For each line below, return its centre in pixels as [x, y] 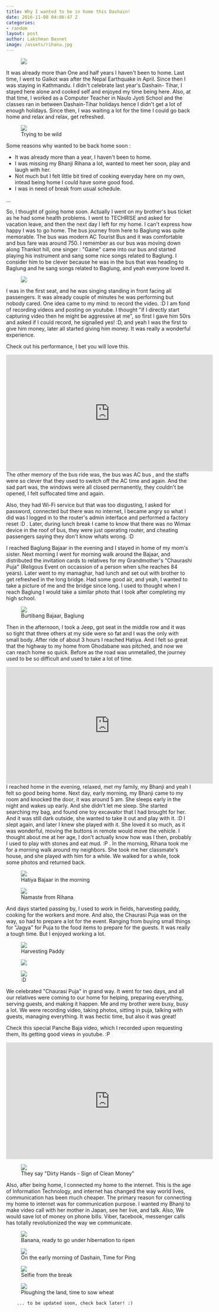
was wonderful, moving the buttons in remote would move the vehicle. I [93, 831]
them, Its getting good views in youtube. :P [58, 1034]
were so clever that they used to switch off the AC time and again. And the [97, 481]
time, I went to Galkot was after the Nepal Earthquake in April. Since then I [96, 79]
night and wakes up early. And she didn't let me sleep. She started [87, 805]
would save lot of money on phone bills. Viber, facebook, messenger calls [96, 1216]
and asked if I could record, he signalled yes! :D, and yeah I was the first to [97, 322]
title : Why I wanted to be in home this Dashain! [68, 12]
